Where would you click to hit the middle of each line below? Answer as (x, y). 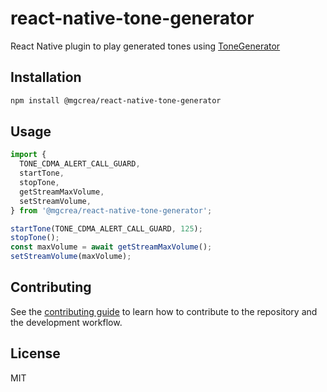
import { (28, 155)
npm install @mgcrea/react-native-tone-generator (116, 100)
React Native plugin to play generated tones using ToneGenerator (145, 46)
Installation (46, 77)
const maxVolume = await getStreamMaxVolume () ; (111, 247)
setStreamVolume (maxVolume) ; (71, 257)
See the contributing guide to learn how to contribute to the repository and (164, 311)
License (35, 353)
